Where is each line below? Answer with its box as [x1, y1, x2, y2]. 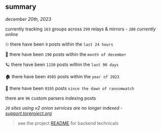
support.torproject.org [5, 110, 52, 116]
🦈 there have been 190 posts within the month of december [5, 51, 126, 57]
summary [5, 3, 37, 11]
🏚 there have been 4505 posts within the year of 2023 [5, 73, 120, 79]
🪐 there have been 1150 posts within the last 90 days [5, 61, 119, 68]
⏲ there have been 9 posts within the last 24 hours [5, 41, 114, 47]
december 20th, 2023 [5, 16, 51, 22]
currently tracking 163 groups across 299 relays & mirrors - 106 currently [5, 26, 156, 32]
